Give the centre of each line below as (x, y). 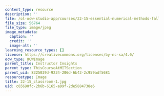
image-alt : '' (24, 46)
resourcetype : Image (26, 77)
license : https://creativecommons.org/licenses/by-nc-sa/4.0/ (70, 55)
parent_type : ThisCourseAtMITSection (43, 68)
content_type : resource (29, 9)
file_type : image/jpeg (28, 28)
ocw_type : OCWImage (25, 59)
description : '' (21, 14)
